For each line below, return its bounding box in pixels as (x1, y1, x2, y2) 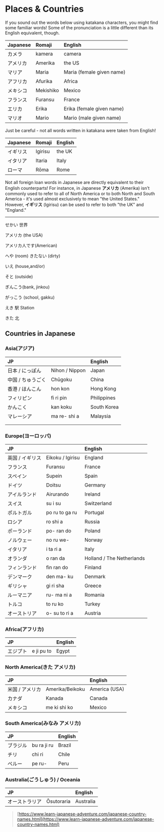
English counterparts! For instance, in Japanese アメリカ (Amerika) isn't (5, 185, 150, 191)
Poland (84, 527, 101, 534)
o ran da (46, 555, 65, 562)
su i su (46, 500, 61, 507)
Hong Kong (90, 385, 116, 392)
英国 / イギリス (7, 454, 41, 461)
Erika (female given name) (63, 105, 124, 112)
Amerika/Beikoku (45, 686, 85, 692)
